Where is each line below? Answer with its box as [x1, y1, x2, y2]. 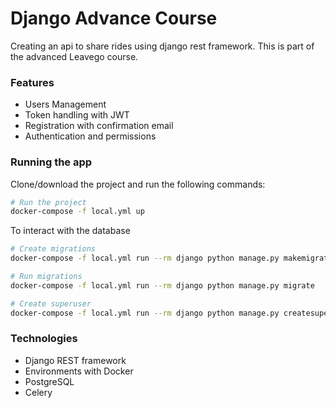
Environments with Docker [24, 365, 134, 377]
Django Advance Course [10, 7, 218, 30]
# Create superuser [10, 298, 92, 309]
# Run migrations [10, 272, 83, 282]
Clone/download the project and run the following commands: [10, 178, 266, 190]
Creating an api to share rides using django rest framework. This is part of [10, 40, 315, 52]
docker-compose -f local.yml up [10, 207, 145, 217]
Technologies [10, 332, 78, 346]
